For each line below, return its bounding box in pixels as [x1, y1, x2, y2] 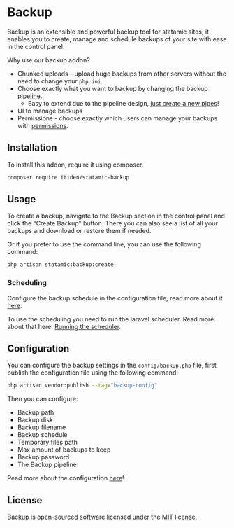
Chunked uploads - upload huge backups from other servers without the [17, 69, 227, 78]
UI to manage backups [17, 106, 83, 115]
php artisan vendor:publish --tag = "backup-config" [7, 382, 158, 389]
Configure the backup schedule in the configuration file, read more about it [7, 293, 224, 302]
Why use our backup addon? [7, 55, 91, 64]
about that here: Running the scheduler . [7, 322, 122, 331]
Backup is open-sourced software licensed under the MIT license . [7, 513, 198, 522]
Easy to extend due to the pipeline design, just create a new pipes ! [27, 99, 219, 107]
